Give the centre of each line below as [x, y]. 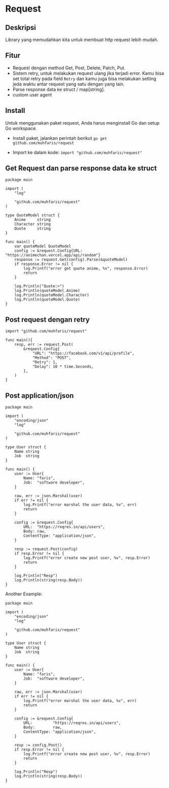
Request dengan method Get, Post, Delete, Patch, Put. [69, 68]
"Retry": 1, [45, 362]
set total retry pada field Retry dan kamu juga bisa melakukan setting [85, 79]
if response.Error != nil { [44, 264]
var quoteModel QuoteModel [43, 246]
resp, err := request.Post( [44, 345]
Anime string [33, 220]
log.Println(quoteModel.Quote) [47, 299]
